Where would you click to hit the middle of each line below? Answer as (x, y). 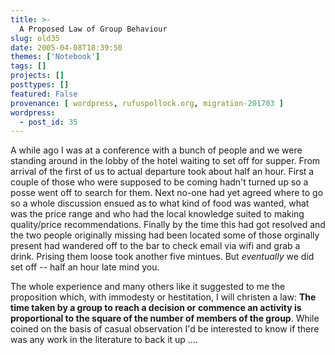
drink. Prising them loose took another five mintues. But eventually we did (162, 257)
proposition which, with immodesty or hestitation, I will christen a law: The (163, 297)
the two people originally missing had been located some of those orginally (165, 235)
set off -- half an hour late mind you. (85, 267)
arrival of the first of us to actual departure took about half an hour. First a (162, 172)
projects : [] (37, 76)
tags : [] (28, 66)
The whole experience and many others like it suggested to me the (148, 287)
